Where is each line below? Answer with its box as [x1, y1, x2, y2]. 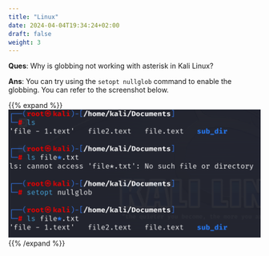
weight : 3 [8, 38, 42, 46]
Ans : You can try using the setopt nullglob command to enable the [8, 77, 232, 86]
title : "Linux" [8, 13, 59, 21]
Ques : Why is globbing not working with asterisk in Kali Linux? [8, 61, 214, 71]
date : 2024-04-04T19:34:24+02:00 [8, 21, 120, 30]
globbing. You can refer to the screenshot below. [8, 85, 170, 95]
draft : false [8, 30, 52, 38]
